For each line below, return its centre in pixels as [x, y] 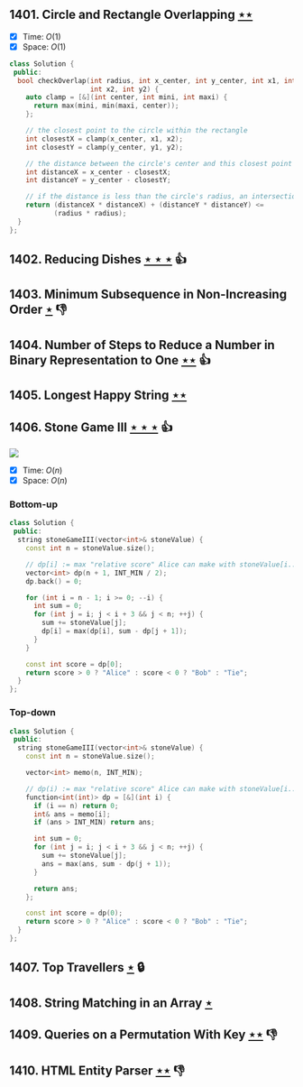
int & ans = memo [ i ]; [72, 814]
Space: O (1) [44, 46]
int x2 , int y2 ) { [124, 89]
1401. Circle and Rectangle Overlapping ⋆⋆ [131, 15]
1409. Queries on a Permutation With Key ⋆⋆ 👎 [143, 1035]
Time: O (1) [41, 36]
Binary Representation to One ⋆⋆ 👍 [110, 360]
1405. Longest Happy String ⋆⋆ [98, 396]
